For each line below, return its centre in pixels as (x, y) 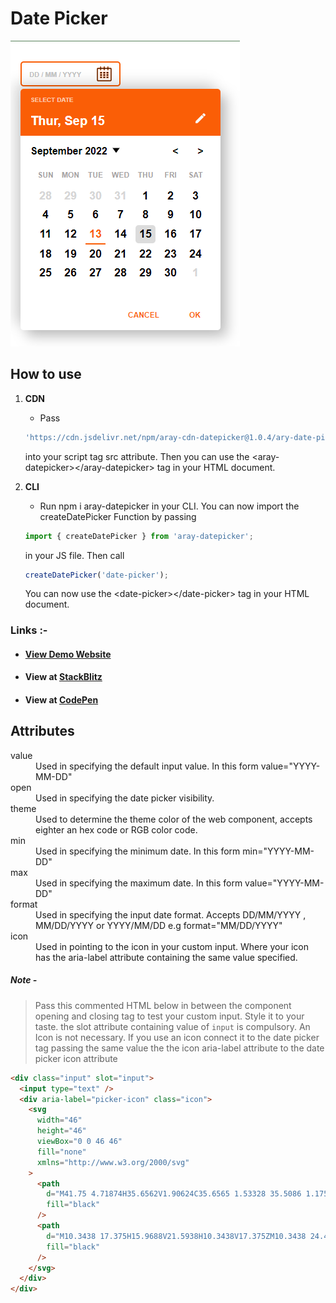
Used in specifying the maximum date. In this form (139, 883)
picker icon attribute (76, 1058)
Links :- (29, 630)
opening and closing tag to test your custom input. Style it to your (169, 1016)
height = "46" (61, 1131)
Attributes (42, 731)
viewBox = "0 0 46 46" (79, 1142)
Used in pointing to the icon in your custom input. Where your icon (172, 946)
